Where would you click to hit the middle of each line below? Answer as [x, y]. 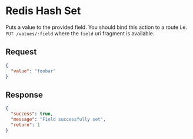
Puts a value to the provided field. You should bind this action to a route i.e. [96, 27]
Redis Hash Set [43, 11]
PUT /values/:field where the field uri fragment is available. [80, 33]
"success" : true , [32, 114]
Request [21, 52]
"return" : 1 [26, 125]
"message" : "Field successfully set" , [59, 119]
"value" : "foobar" [34, 71]
